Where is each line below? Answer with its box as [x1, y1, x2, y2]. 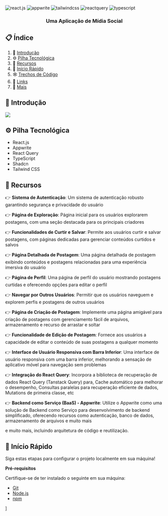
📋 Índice [5, 34, 34, 42]
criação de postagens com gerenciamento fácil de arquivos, [5, 316, 129, 322]
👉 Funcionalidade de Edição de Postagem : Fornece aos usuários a [5, 332, 146, 338]
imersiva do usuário [5, 265, 46, 271]
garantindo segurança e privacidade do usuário [5, 202, 104, 208]
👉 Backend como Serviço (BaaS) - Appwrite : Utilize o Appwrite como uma [5, 400, 162, 406]
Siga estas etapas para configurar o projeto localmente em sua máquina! [5, 456, 155, 462]
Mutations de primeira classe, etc [5, 390, 74, 396]
